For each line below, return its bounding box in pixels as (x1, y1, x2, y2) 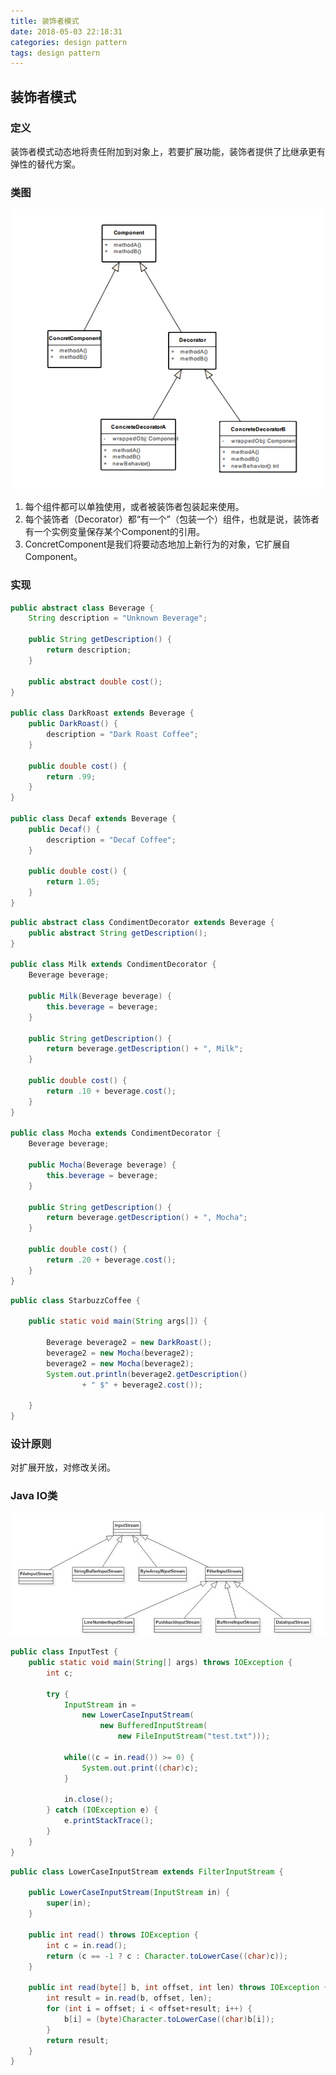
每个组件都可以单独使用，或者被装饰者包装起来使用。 (24, 501, 245, 513)
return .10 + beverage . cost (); (46, 1086, 177, 1096)
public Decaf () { (28, 824, 101, 834)
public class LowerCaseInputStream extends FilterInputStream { (10, 1866, 284, 1877)
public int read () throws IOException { (28, 1930, 199, 1940)
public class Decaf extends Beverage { (10, 814, 177, 824)
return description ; (46, 645, 132, 655)
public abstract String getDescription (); (28, 928, 208, 938)
